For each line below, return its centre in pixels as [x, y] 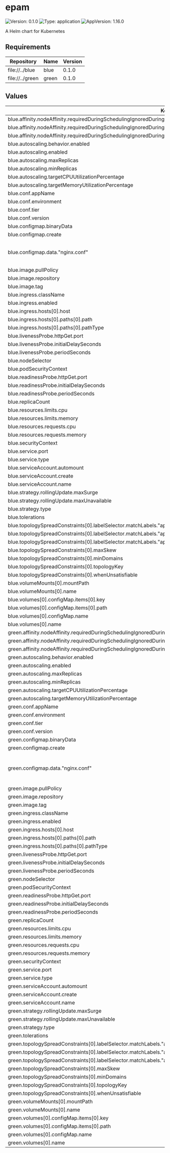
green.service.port [30, 969]
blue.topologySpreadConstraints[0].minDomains [65, 558]
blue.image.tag [26, 286]
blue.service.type [29, 459]
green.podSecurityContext [39, 887]
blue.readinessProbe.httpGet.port [48, 377]
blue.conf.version [29, 218]
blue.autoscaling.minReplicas [42, 168]
